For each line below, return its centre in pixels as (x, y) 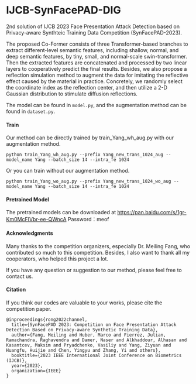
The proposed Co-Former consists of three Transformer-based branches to (97, 44)
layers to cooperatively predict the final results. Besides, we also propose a (97, 68)
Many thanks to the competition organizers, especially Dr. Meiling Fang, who (98, 246)
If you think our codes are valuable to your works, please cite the (84, 303)
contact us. (20, 276)
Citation (16, 290)
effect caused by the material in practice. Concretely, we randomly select (94, 81)
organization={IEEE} (36, 371)
